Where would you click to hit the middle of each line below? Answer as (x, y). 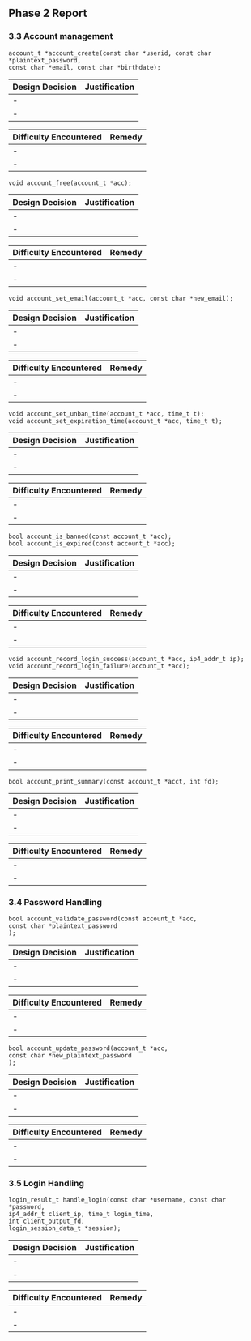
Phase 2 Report (48, 13)
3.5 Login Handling (47, 1183)
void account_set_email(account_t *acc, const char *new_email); (121, 298)
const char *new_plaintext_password (70, 1055)
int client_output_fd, (47, 1221)
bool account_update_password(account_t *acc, (88, 1048)
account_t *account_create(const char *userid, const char (110, 53)
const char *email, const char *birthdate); (85, 67)
